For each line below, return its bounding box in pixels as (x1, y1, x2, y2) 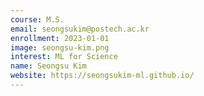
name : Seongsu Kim (10, 61, 87, 71)
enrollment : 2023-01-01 (10, 33, 110, 43)
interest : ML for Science (10, 52, 118, 62)
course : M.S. (10, 14, 65, 25)
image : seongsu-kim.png (10, 42, 110, 53)
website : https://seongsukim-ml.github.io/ (10, 71, 195, 81)
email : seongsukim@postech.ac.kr (10, 24, 150, 34)
